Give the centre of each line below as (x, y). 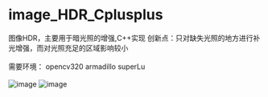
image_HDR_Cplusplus (86, 15)
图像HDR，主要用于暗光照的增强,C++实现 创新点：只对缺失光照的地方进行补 (134, 38)
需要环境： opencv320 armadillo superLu (77, 67)
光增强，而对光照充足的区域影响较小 (68, 48)
